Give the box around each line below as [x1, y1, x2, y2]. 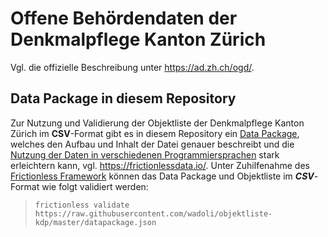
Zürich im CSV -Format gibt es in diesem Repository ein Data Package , [10, 127, 300, 139]
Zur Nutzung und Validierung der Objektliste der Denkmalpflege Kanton [10, 117, 305, 129]
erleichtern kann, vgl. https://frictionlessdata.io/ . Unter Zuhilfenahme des [10, 159, 310, 171]
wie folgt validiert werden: [41, 180, 149, 192]
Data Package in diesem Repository [10, 90, 237, 107]
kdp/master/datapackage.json [34, 217, 157, 227]
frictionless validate [34, 200, 130, 210]
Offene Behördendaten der [10, 7, 238, 30]
